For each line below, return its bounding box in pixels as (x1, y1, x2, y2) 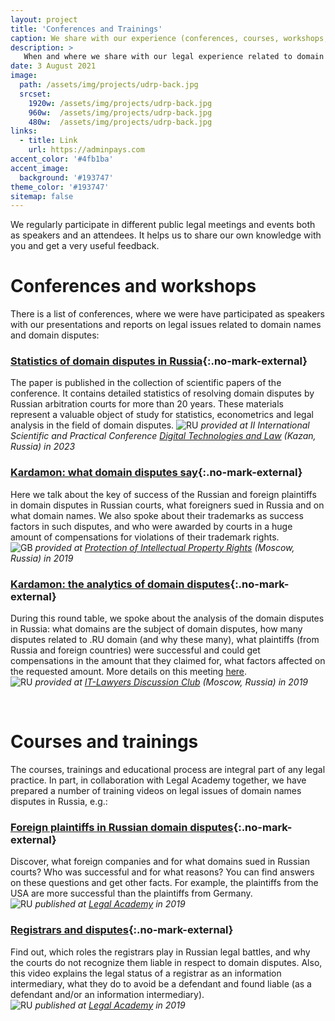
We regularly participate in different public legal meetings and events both (10, 219, 316, 231)
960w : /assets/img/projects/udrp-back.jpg (28, 107, 213, 118)
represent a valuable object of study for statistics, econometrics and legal (10, 409, 314, 421)
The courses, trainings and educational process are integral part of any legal (10, 764, 326, 776)
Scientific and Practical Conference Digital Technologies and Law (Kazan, (10, 430, 317, 442)
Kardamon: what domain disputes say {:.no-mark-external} (10, 466, 303, 480)
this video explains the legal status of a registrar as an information (10, 967, 282, 979)
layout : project (10, 14, 78, 25)
